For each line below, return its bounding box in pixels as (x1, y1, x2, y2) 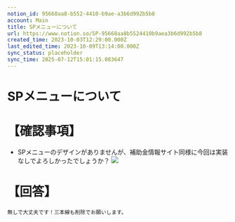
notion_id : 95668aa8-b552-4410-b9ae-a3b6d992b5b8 (7, 10, 156, 18)
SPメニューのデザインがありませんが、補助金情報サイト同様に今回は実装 (17, 148, 229, 156)
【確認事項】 (7, 124, 82, 139)
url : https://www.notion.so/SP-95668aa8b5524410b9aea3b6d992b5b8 (7, 30, 202, 37)
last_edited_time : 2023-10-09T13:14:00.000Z (7, 43, 140, 50)
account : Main (7, 17, 49, 24)
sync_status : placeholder (7, 50, 83, 57)
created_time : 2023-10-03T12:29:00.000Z (7, 37, 128, 44)
